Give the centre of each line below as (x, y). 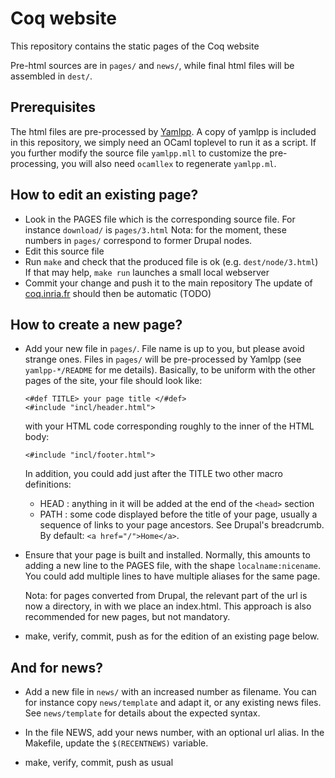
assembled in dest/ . (51, 76)
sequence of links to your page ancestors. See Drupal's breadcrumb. (182, 525)
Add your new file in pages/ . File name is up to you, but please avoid (164, 349)
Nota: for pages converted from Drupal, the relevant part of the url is (166, 596)
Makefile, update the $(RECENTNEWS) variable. (116, 743)
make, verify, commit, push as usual (99, 763)
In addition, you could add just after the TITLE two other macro (154, 474)
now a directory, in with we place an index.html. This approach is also (168, 606)
